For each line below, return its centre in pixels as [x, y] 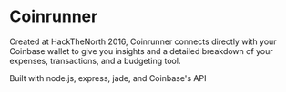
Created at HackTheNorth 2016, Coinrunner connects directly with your [143, 41]
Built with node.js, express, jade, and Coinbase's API [108, 78]
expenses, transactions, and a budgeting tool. [95, 60]
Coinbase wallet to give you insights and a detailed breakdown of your [141, 51]
